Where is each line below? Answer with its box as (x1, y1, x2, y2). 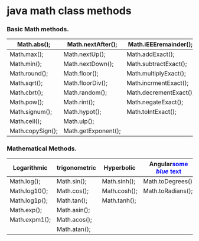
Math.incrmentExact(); (126, 79, 189, 87)
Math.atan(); (56, 225, 91, 233)
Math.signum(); (9, 108, 53, 116)
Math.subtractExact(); (126, 60, 187, 68)
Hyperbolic (103, 163, 136, 171)
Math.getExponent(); (63, 127, 121, 135)
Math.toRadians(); (143, 187, 193, 195)
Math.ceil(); (9, 117, 42, 126)
